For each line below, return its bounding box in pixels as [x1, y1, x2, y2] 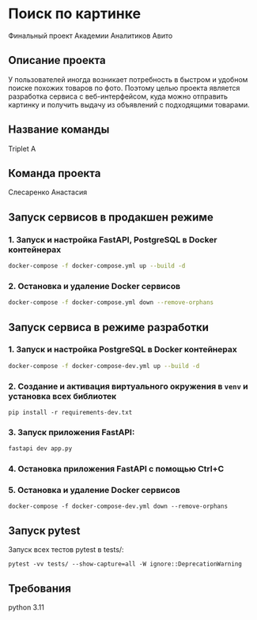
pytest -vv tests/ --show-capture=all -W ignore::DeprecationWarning [8, 560, 243, 569]
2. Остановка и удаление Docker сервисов [8, 280, 180, 291]
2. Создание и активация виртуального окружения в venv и [8, 381, 248, 392]
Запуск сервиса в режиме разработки [8, 321, 210, 334]
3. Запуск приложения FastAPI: [8, 426, 135, 438]
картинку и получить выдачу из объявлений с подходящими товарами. [8, 100, 251, 109]
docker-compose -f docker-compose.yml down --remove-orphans [8, 299, 214, 306]
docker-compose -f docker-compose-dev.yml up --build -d [8, 362, 200, 370]
